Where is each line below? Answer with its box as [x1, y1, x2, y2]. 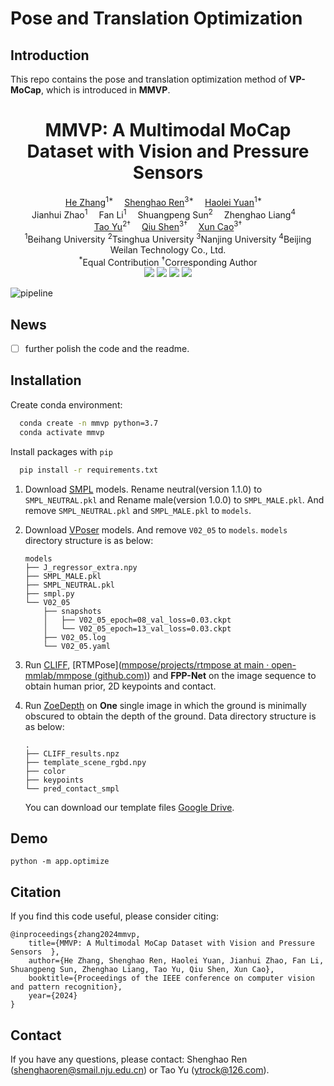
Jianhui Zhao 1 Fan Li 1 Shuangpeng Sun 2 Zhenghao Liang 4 [31, 207, 296, 221]
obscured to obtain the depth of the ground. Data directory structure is [24, 710, 317, 722]
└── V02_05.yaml [43, 641, 111, 651]
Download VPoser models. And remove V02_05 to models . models [24, 523, 288, 536]
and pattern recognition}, [10, 982, 123, 992]
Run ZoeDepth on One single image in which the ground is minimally [24, 699, 307, 711]
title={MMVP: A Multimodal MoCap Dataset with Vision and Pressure [28, 938, 315, 949]
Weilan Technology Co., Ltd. [109, 243, 227, 256]
